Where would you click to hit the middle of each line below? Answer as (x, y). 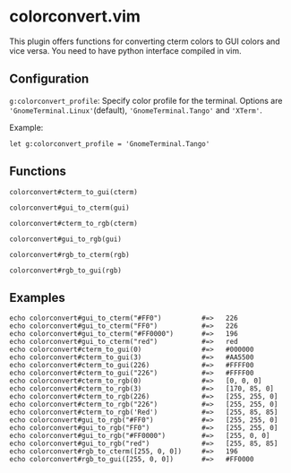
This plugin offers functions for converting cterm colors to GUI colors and (145, 41)
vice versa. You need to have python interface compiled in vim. (125, 50)
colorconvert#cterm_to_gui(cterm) (74, 192)
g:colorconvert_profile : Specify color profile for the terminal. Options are (146, 100)
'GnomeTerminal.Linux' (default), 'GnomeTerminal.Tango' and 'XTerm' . (136, 110)
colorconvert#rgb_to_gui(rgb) (66, 271)
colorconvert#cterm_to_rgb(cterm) (74, 223)
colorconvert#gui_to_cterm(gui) (69, 208)
